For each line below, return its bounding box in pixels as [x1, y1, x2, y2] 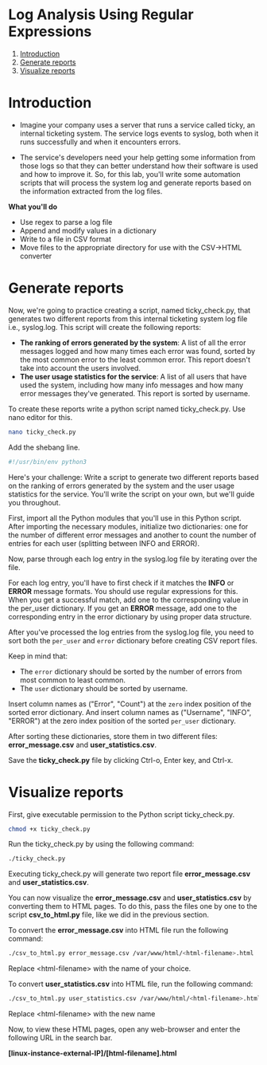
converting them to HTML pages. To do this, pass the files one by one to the [8, 902, 258, 911]
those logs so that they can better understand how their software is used [19, 161, 258, 171]
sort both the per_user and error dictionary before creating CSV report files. [8, 635, 258, 645]
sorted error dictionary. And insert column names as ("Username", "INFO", [8, 707, 252, 717]
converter [19, 251, 52, 261]
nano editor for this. [8, 412, 73, 422]
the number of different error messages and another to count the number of [8, 530, 257, 540]
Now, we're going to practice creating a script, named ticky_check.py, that [8, 305, 251, 315]
